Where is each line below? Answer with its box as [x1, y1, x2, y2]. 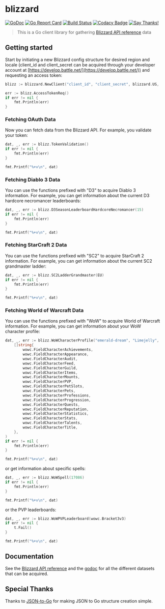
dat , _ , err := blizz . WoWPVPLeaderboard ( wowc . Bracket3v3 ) [5, 516, 126, 521]
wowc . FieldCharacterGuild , [23, 365, 78, 370]
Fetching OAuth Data [5, 116, 56, 123]
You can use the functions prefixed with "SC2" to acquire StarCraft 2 [5, 252, 144, 259]
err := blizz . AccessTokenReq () [5, 91, 69, 95]
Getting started [5, 43, 53, 52]
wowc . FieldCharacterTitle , [23, 425, 78, 430]
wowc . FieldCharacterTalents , [23, 421, 82, 426]
